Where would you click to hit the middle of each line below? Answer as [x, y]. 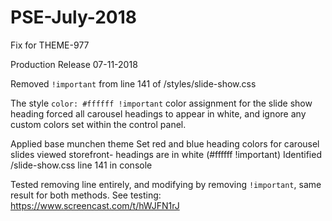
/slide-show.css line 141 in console [81, 165]
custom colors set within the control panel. [98, 124]
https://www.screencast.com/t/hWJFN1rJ [95, 205]
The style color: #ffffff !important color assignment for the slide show [161, 103]
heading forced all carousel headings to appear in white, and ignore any [158, 113]
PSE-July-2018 [74, 17]
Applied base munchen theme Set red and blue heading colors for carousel [165, 143]
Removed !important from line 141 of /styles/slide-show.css [133, 83]
